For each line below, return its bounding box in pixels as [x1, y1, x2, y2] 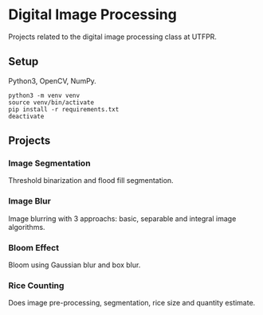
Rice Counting [8, 280, 65, 291]
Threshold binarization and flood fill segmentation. [8, 176, 174, 185]
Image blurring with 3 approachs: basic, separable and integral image [8, 213, 237, 224]
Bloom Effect [8, 242, 60, 253]
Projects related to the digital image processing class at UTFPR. [8, 32, 218, 41]
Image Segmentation [8, 157, 91, 169]
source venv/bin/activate [8, 98, 94, 107]
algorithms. [8, 222, 45, 231]
